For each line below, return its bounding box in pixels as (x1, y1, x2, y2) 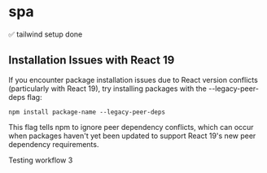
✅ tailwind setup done (8, 29, 83, 39)
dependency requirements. (8, 139, 99, 149)
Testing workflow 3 (8, 155, 73, 165)
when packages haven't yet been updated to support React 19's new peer (8, 131, 256, 141)
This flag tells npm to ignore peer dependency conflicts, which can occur (8, 122, 254, 132)
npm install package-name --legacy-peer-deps (8, 108, 165, 116)
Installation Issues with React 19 (8, 54, 175, 67)
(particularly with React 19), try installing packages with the (8, 84, 208, 93)
